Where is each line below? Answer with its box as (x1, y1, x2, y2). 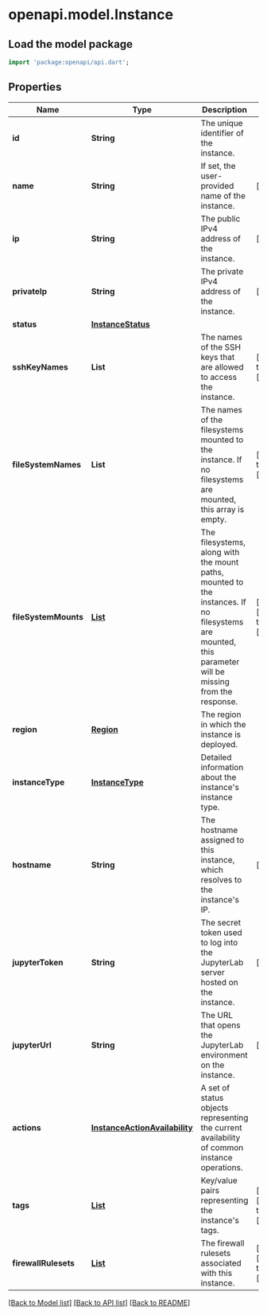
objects (200, 1102, 229, 1113)
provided (200, 180, 234, 191)
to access (200, 371, 237, 382)
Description (201, 104, 248, 115)
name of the (200, 190, 246, 201)
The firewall (200, 1237, 245, 1248)
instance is (200, 729, 242, 740)
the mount (200, 556, 239, 567)
